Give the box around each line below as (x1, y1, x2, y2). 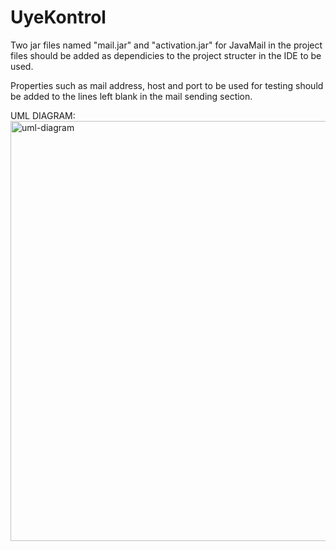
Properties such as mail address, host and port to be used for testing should (10, 79, 324, 91)
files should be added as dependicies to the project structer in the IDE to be (10, 49, 322, 61)
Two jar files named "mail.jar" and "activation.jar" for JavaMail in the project (10, 39, 323, 51)
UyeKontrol (10, 6, 107, 29)
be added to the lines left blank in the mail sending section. (10, 90, 253, 102)
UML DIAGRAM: (10, 109, 76, 121)
